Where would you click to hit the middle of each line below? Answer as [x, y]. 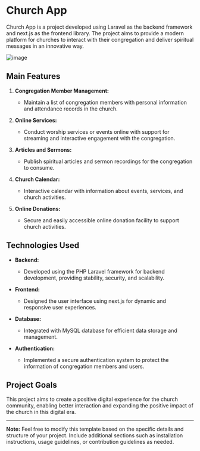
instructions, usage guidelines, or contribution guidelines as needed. [90, 442]
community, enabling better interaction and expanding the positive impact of [100, 406]
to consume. [39, 167]
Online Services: [36, 120]
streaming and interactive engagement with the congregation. [99, 138]
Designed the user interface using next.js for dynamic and [95, 301]
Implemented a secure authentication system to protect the [96, 360]
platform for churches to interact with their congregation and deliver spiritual [100, 39]
